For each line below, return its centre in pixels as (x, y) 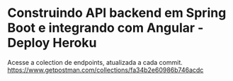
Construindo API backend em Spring (117, 13)
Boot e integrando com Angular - (106, 28)
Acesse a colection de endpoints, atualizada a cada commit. (95, 62)
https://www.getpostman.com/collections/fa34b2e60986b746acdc (106, 70)
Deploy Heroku (52, 43)
